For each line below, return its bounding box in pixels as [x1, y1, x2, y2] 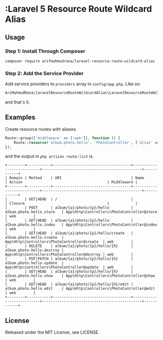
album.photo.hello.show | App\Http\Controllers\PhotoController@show [5, 273, 155, 278]
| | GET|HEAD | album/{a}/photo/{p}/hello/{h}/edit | [5, 282, 133, 287]
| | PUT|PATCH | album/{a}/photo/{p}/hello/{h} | [5, 256, 133, 261]
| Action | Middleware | [5, 180, 138, 185]
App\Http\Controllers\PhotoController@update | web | [5, 265, 133, 270]
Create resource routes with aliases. [5, 126, 78, 132]
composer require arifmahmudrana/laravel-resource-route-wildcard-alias [5, 58, 155, 64]
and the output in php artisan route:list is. [5, 153, 94, 159]
